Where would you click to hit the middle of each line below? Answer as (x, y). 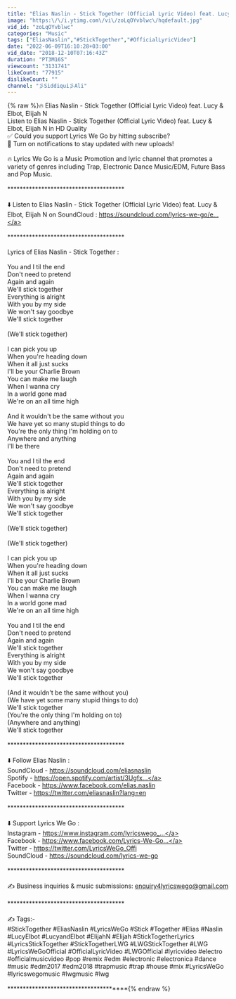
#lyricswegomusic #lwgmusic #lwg (58, 974)
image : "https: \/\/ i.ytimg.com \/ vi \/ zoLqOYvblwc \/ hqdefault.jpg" (105, 20)
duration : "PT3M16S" (38, 60)
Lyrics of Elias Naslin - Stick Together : (63, 252)
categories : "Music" (38, 33)
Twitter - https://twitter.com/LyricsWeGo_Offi (72, 849)
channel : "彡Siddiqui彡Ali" (47, 86)
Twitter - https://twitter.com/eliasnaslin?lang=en (77, 793)
